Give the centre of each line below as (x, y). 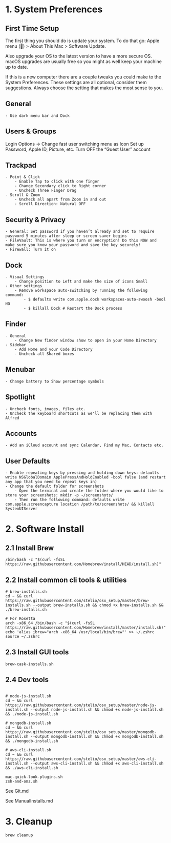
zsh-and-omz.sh (22, 781)
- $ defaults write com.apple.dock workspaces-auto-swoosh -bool (95, 299)
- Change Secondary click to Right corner (60, 186)
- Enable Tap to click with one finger (57, 182)
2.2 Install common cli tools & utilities (66, 580)
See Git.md (17, 791)
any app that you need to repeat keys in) (51, 482)
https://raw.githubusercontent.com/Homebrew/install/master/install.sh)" (86, 627)
